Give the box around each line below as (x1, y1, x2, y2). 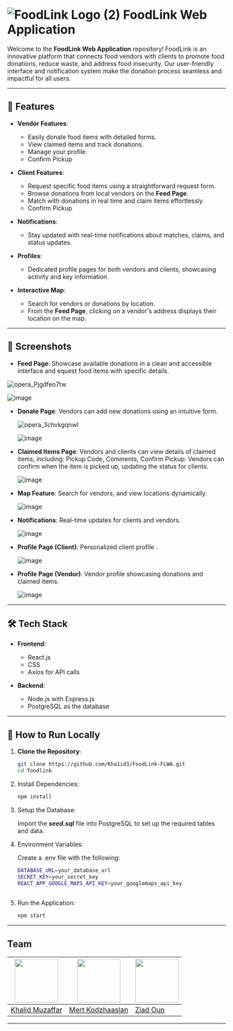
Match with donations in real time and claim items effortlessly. (27, 196, 205, 205)
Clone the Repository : (17, 747, 82, 756)
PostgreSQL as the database (27, 702, 110, 711)
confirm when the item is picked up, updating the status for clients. (17, 462, 209, 470)
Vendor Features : (17, 119, 69, 128)
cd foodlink (17, 767, 52, 774)
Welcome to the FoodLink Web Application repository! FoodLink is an (7, 44, 207, 53)
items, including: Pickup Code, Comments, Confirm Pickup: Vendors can (17, 455, 225, 463)
